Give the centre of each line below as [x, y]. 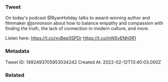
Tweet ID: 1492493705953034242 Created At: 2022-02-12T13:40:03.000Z [83, 62]
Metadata [17, 51]
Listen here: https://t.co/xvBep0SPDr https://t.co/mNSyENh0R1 [71, 38]
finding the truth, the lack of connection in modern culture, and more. [77, 28]
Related [15, 75]
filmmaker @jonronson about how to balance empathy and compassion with [84, 23]
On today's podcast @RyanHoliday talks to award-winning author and [78, 18]
